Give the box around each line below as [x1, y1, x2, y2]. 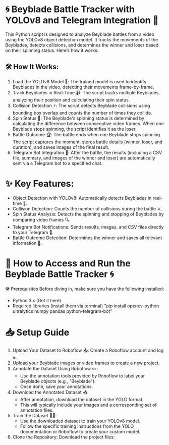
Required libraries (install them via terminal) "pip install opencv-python [12, 303, 159, 309]
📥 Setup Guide [5, 326, 70, 338]
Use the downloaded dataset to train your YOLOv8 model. [20, 418, 140, 424]
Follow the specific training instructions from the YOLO [20, 423, 134, 429]
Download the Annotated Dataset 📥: [12, 389, 89, 395]
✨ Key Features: [5, 178, 74, 189]
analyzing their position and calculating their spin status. [12, 97, 130, 103]
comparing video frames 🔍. [12, 216, 71, 222]
